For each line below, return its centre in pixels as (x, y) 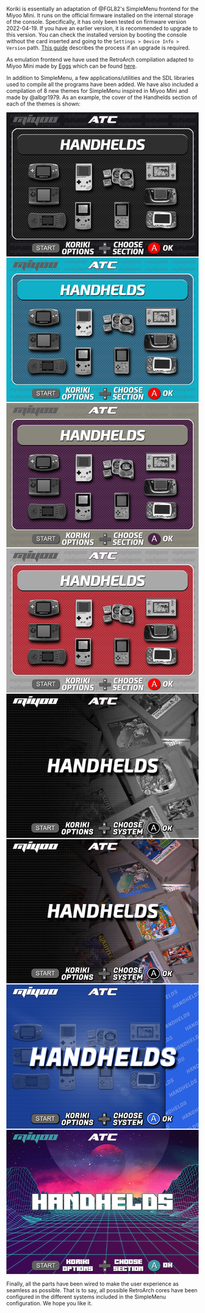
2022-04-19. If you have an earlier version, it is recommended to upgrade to (102, 28)
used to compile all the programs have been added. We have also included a (102, 84)
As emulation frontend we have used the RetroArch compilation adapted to (100, 60)
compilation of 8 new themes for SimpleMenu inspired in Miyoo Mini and (97, 91)
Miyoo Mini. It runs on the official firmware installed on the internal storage (100, 15)
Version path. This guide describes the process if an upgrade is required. (98, 48)
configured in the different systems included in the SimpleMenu (86, 1297)
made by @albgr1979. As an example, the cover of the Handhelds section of (102, 97)
